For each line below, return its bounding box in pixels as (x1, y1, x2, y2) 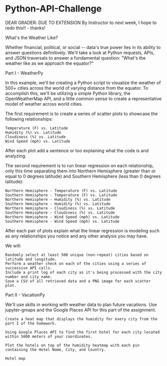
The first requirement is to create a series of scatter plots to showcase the (5, 111, 158, 117)
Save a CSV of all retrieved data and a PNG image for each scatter (5, 278, 151, 283)
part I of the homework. (5, 321, 57, 326)
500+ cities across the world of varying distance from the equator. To (5, 85, 148, 91)
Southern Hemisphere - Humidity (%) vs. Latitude (5, 201, 111, 206)
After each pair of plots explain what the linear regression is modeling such (5, 227, 160, 233)
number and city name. (5, 274, 52, 279)
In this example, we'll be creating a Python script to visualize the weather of (5, 80, 161, 86)
